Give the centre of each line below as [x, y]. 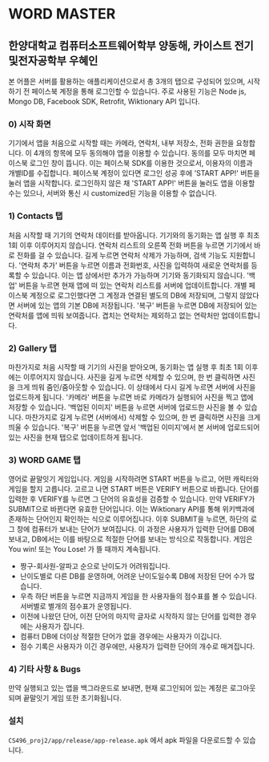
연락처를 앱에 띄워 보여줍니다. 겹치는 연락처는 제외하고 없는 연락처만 [114, 315]
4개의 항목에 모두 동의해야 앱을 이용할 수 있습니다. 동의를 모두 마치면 [140, 153]
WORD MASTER [62, 14]
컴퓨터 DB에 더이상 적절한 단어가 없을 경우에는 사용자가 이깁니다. [121, 636]
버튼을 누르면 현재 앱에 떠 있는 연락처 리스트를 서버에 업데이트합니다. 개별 [133, 285]
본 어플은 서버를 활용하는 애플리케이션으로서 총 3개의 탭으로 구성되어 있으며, [127, 81]
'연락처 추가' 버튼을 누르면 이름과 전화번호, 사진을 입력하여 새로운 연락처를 [134, 265]
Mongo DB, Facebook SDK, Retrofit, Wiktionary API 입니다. [104, 101]
